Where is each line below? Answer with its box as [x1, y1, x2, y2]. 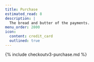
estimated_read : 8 [5, 12, 42, 16]
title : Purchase [5, 7, 38, 12]
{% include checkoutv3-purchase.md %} [5, 51, 87, 57]
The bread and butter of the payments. [9, 20, 90, 25]
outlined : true [9, 38, 40, 43]
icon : [5, 29, 16, 34]
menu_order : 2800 [5, 25, 40, 30]
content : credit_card [9, 34, 53, 39]
